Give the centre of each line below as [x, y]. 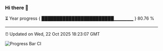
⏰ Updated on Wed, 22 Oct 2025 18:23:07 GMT [53, 34]
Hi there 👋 [17, 8]
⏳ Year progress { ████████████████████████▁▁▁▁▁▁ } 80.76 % [80, 18]
